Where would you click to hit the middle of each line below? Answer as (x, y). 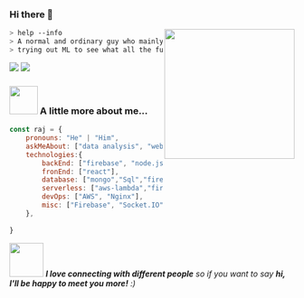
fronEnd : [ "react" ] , (81, 172)
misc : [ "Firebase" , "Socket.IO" (103, 205)
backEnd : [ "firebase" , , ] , (129, 163)
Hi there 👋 (32, 14)
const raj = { (36, 130)
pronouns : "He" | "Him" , (72, 138)
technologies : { (54, 154)
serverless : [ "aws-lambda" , (95, 189)
